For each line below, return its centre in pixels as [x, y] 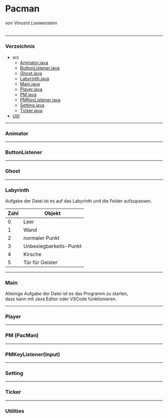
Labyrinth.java [34, 79]
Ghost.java [31, 73]
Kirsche [32, 254]
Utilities [15, 411]
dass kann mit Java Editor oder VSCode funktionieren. [61, 299]
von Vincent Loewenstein [31, 23]
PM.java [28, 94]
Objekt [52, 213]
